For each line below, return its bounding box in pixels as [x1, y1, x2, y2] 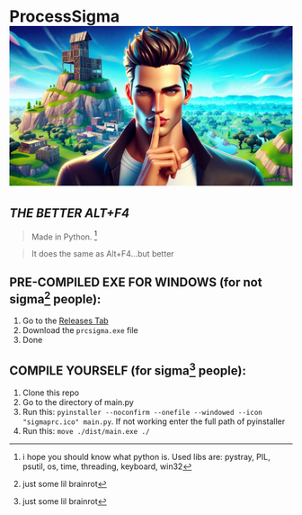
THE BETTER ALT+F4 [9, 205, 130, 221]
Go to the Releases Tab [22, 315, 110, 326]
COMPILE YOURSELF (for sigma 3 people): [9, 360, 247, 379]
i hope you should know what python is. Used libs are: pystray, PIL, [22, 451, 271, 462]
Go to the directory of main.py [22, 396, 135, 407]
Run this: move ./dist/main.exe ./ [22, 425, 150, 436]
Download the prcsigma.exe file [22, 324, 138, 335]
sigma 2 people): [9, 288, 102, 307]
